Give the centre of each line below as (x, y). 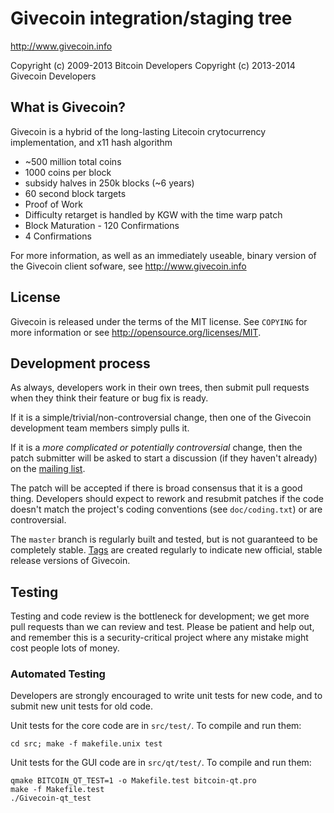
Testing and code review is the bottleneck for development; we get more (160, 616)
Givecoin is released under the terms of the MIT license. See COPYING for (159, 321)
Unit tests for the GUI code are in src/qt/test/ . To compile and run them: (161, 763)
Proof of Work (53, 204)
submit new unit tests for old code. (82, 706)
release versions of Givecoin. (70, 561)
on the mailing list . (48, 469)
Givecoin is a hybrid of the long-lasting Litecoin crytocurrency (138, 131)
